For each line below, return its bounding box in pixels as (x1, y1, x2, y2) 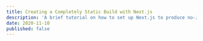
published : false (6, 25, 50, 32)
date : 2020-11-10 (6, 20, 50, 26)
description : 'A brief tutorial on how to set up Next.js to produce (6, 14, 185, 20)
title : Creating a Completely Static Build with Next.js (6, 8, 153, 15)
